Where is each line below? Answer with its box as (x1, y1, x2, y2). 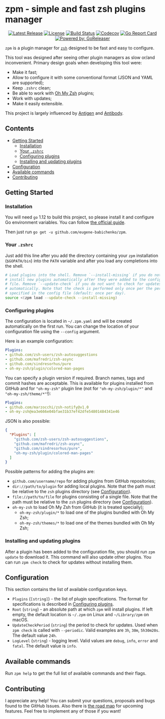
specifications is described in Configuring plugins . (12, 601, 114, 607)
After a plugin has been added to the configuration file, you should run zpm (5, 549, 155, 555)
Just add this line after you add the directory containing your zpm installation (5, 252, 159, 258)
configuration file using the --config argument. (5, 329, 100, 335)
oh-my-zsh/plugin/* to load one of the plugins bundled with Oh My (19, 509, 155, 515)
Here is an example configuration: (5, 338, 74, 344)
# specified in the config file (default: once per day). (5, 291, 126, 296)
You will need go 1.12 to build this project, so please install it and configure (5, 214, 154, 220)
